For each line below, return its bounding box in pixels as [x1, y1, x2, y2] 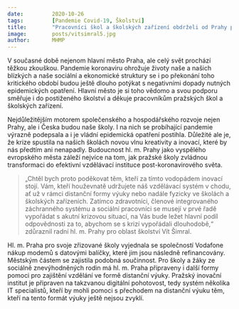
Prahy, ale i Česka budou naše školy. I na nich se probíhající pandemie [7, 123, 213, 131]
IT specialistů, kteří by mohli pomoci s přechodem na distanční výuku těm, [7, 286, 225, 295]
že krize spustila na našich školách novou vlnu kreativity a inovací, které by [7, 138, 228, 146]
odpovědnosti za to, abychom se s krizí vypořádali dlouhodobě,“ [24, 219, 214, 228]
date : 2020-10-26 [7, 10, 84, 18]
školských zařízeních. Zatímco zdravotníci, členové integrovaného [24, 197, 218, 206]
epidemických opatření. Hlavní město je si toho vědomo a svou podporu [7, 87, 218, 95]
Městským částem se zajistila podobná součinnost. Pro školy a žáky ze [7, 256, 216, 265]
